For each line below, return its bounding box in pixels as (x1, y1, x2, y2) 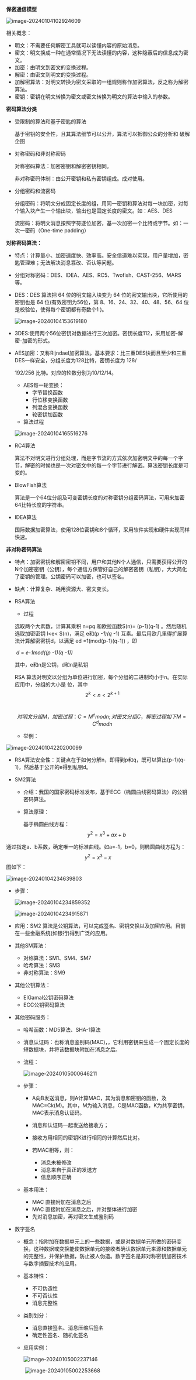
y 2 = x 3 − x (84, 853, 112, 861)
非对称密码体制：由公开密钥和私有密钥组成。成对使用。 (14, 175, 148, 182)
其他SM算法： (14, 942, 48, 949)
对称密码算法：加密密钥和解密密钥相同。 (14, 163, 112, 169)
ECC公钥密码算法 (23, 1001, 65, 1008)
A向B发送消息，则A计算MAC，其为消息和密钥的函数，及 (32, 1094, 167, 1102)
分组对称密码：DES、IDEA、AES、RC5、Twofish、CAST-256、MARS (14, 272, 182, 279)
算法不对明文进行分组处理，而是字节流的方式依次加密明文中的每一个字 (14, 455, 184, 461)
